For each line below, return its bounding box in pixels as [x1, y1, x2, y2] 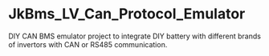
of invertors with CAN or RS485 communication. [8, 39, 168, 49]
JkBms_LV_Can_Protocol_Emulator [8, 5, 246, 23]
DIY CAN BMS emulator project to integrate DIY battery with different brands [8, 31, 261, 41]
